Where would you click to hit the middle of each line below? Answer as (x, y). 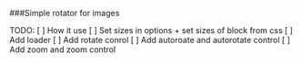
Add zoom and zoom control (63, 49)
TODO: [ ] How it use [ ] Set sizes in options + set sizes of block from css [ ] (151, 30)
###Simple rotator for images (65, 13)
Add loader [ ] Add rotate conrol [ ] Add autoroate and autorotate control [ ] (150, 40)
